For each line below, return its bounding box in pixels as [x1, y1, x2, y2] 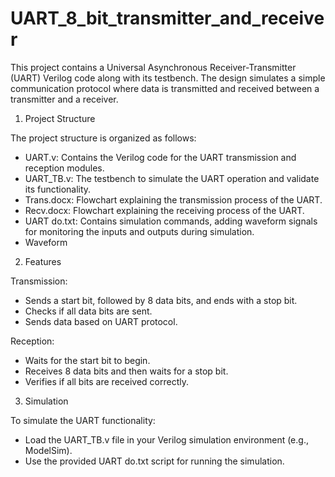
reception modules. [24, 162, 105, 174]
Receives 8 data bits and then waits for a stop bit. [24, 365, 229, 377]
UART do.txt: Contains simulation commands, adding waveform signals [24, 215, 318, 227]
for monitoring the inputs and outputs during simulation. [24, 225, 255, 237]
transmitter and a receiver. [10, 93, 119, 105]
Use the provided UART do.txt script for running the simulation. [24, 455, 285, 467]
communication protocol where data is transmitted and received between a [10, 82, 320, 94]
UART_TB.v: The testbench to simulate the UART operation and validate [24, 172, 320, 184]
